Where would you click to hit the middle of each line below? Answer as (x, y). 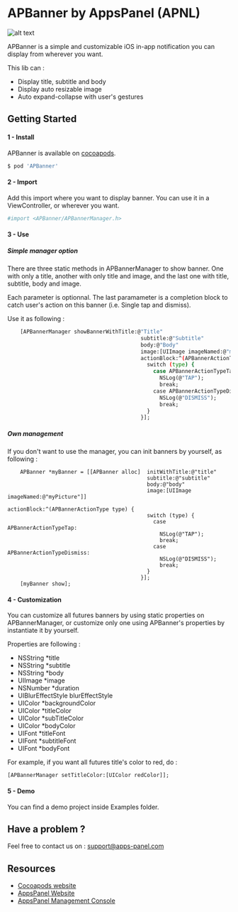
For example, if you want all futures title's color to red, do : (92, 762)
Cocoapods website (47, 886)
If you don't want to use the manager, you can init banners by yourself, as (115, 452)
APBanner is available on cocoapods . (62, 153)
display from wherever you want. (55, 54)
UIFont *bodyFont (44, 749)
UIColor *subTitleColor (50, 718)
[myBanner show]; (46, 584)
